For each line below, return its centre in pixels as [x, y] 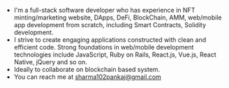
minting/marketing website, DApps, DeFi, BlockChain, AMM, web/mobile [118, 17]
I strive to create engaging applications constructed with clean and [110, 40]
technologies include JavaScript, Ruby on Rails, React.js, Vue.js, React [115, 54]
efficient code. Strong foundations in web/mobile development [104, 47]
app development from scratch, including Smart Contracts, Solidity [110, 25]
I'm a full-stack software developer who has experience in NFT [104, 10]
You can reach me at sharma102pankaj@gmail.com [88, 77]
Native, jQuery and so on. [50, 62]
